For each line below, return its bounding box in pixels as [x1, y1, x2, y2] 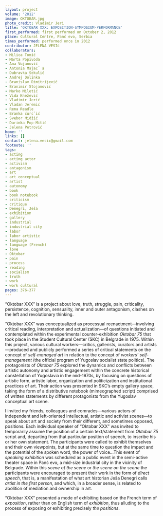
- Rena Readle [5, 107, 34, 112]
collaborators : [5, 48, 36, 53]
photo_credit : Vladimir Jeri [5, 20, 64, 26]
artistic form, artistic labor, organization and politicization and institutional [5, 378, 152, 384]
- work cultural [5, 283, 38, 288]
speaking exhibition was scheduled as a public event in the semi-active [5, 454, 148, 460]
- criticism [5, 197, 29, 202]
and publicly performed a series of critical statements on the [30, 347, 151, 352]
